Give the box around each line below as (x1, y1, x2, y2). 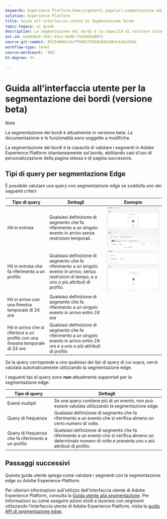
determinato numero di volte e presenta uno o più (54, 438, 155, 444)
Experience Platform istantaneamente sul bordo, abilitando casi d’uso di (5, 150, 152, 156)
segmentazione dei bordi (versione (5, 93, 153, 104)
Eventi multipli (7, 400, 36, 406)
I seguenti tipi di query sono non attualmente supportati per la (5, 374, 132, 380)
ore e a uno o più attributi (49, 343, 101, 349)
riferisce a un (7, 330, 35, 336)
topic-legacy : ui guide (5, 24, 55, 29)
